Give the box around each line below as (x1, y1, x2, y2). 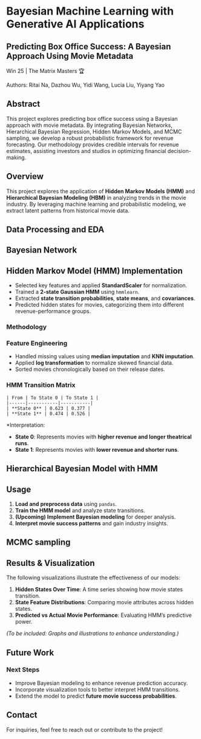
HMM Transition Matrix (6, 381, 76, 389)
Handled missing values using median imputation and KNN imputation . (15, 353, 195, 360)
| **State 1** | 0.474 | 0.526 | (6, 410, 91, 417)
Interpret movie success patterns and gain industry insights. (15, 519, 168, 526)
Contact (6, 710, 38, 720)
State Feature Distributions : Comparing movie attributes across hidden (15, 599, 194, 606)
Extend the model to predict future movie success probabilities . (15, 692, 177, 700)
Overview (6, 171, 44, 182)
